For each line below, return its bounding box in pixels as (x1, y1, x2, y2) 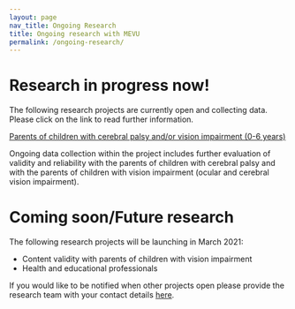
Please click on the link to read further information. (9, 114, 194, 124)
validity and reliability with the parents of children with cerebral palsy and (9, 158, 276, 169)
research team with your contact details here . (9, 290, 175, 300)
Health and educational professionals (21, 263, 158, 274)
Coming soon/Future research (9, 207, 234, 228)
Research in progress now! (9, 76, 210, 95)
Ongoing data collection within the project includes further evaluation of (9, 148, 271, 159)
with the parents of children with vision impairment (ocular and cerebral (9, 167, 269, 177)
